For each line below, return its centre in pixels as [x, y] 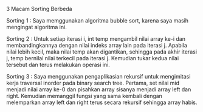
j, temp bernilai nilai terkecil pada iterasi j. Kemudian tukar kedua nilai [93, 58]
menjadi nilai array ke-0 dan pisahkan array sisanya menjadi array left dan [99, 89]
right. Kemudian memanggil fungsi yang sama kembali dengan [84, 96]
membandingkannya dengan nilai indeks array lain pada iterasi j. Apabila [97, 45]
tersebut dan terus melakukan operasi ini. [58, 65]
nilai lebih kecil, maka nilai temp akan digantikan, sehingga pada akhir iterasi [102, 52]
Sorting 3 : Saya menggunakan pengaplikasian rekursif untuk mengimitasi [98, 76]
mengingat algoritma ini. [36, 27]
